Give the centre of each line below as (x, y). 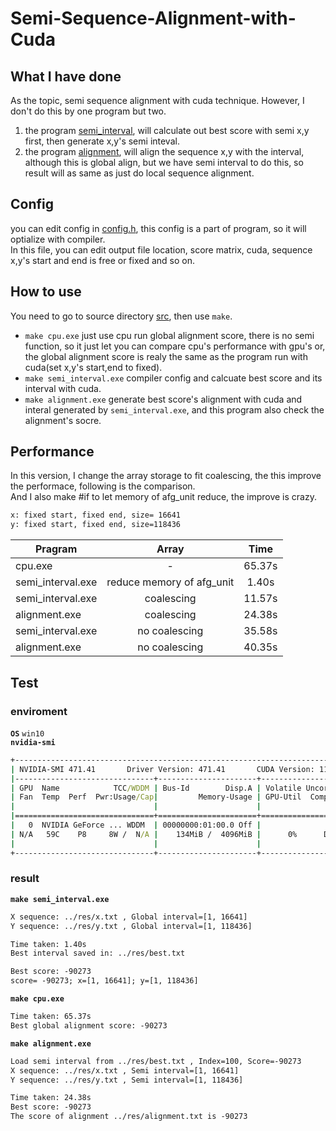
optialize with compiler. (58, 239)
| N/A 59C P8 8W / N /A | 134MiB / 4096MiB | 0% (154, 834)
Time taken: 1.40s (48, 944)
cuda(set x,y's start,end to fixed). (93, 367)
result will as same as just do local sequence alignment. (139, 173)
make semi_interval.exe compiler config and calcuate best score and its (173, 378)
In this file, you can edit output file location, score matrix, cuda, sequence (161, 249)
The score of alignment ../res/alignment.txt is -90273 (129, 1117)
